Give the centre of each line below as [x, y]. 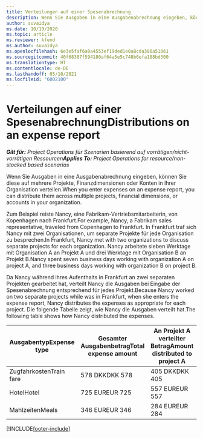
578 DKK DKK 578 [107, 375]
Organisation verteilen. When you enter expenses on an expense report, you [101, 190]
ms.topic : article [29, 35]
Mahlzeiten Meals [34, 410]
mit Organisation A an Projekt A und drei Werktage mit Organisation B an [96, 253]
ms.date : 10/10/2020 [32, 29]
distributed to [172, 354]
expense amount [113, 354]
